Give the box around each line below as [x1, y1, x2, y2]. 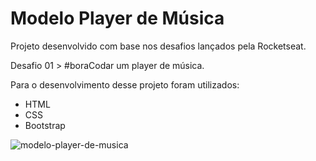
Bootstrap [24, 119, 66, 131]
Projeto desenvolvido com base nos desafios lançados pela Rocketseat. [10, 40, 307, 52]
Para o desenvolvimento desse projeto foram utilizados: [10, 78, 240, 91]
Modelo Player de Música [10, 7, 225, 30]
